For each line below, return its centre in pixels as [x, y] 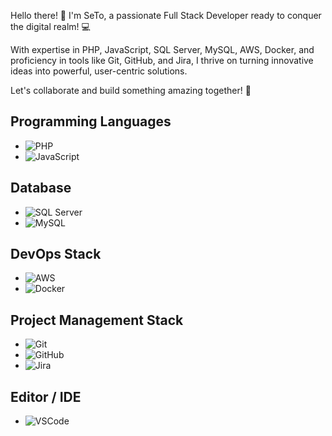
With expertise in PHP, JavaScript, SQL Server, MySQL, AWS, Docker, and [162, 49]
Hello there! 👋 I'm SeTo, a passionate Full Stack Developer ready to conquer [166, 15]
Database [41, 188]
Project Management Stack [97, 320]
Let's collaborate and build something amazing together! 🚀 [131, 90]
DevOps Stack [56, 254]
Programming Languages [91, 121]
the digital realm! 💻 [50, 26]
